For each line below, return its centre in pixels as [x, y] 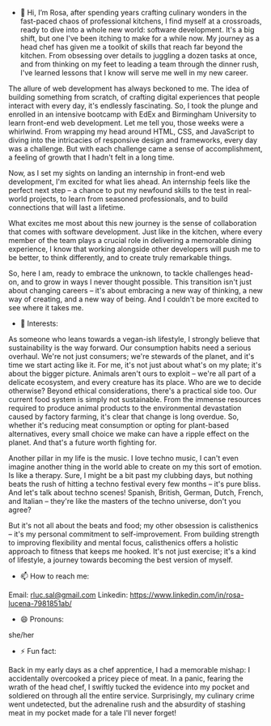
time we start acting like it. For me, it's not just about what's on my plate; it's [135, 365]
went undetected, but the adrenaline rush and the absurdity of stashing [127, 704]
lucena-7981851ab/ [40, 603]
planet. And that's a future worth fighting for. [83, 442]
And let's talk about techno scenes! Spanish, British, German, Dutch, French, [136, 493]
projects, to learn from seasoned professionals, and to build [128, 199]
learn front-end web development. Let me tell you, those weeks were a [126, 123]
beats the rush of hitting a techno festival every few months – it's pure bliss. [135, 484]
